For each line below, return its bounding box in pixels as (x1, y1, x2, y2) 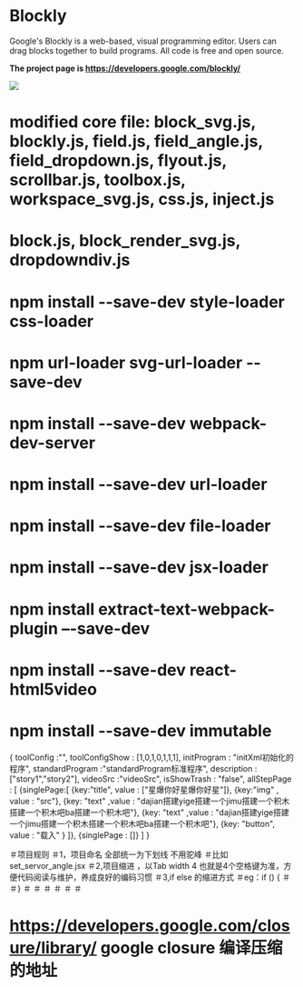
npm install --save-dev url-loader (9, 474, 268, 495)
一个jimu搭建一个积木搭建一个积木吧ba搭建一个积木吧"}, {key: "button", (9, 818, 275, 829)
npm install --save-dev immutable (9, 721, 272, 741)
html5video (9, 679, 98, 700)
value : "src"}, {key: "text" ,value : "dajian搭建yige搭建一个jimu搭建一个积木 (9, 795, 290, 806)
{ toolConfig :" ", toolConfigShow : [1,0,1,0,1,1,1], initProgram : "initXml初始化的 (9, 752, 295, 763)
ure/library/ (9, 937, 97, 958)
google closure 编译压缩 (100, 937, 283, 958)
